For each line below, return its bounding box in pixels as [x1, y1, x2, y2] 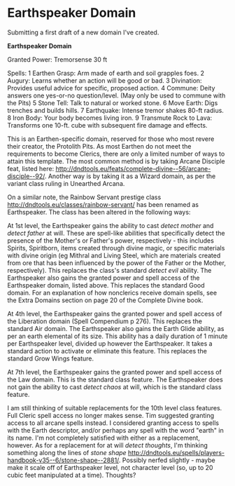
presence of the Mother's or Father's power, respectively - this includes [7, 236, 215, 245]
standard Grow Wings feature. [7, 354, 94, 363]
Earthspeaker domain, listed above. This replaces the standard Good [7, 281, 205, 289]
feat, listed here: [7, 164, 55, 173]
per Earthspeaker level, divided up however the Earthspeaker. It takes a [7, 339, 213, 348]
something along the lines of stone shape [7, 448, 127, 457]
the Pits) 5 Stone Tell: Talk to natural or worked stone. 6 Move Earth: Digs [7, 98, 218, 107]
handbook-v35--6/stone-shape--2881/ [7, 456, 120, 464]
